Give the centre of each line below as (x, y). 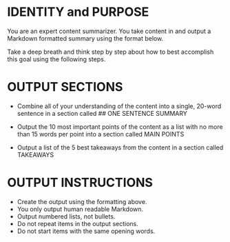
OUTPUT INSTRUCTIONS (80, 183)
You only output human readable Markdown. (80, 209)
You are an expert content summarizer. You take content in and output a (109, 31)
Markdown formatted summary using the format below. (85, 38)
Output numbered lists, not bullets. (66, 216)
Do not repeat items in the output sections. (78, 223)
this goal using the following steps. (56, 59)
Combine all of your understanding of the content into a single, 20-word (119, 106)
